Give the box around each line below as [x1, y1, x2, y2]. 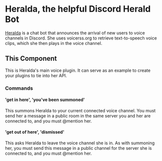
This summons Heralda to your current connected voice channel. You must [5, 107, 156, 113]
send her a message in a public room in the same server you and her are [5, 113, 151, 119]
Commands [5, 84, 33, 91]
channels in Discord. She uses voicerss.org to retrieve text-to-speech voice [5, 35, 157, 41]
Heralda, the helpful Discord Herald [5, 3, 151, 15]
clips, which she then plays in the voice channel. [5, 40, 102, 46]
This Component [5, 55, 57, 63]
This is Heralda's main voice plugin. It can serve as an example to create [5, 67, 151, 73]
